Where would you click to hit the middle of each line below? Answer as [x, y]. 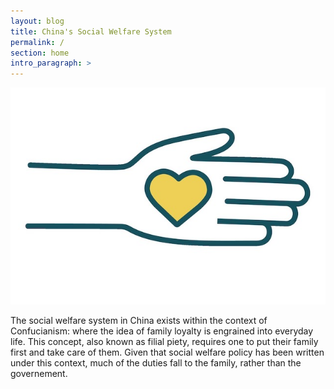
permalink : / [37, 42]
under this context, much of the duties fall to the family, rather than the [156, 362]
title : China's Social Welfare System [91, 31]
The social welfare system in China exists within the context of [139, 320]
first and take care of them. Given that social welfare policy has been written [167, 352]
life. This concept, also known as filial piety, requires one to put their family [164, 341]
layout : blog [37, 21]
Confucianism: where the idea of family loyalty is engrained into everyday [162, 331]
